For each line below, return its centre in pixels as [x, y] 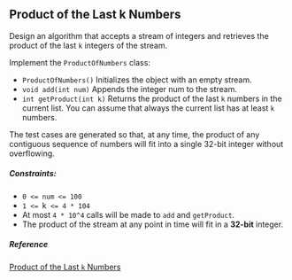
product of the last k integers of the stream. [88, 45]
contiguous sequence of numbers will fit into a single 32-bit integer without [146, 144]
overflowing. [32, 153]
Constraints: [33, 174]
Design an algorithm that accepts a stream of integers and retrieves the [139, 35]
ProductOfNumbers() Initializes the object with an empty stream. [137, 80]
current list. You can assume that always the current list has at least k [148, 108]
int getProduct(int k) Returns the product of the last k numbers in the [152, 98]
